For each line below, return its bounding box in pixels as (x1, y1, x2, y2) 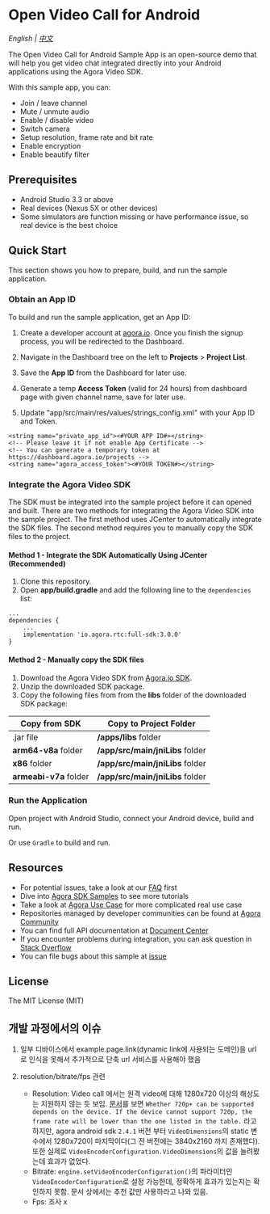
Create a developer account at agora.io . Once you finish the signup (19, 327, 243, 337)
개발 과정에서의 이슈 (8, 1021, 102, 1035)
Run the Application (8, 795, 88, 806)
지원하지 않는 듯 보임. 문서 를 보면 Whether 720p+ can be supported (40, 1099, 255, 1109)
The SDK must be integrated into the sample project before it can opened (8, 497, 252, 507)
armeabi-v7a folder (12, 770, 89, 782)
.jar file (12, 731, 39, 743)
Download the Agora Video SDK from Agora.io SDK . (19, 672, 193, 682)
